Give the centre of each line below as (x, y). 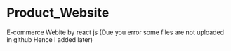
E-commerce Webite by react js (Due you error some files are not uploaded (115, 32)
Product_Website (58, 13)
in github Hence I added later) (49, 39)
